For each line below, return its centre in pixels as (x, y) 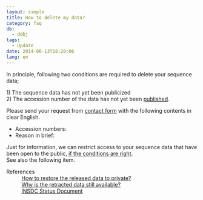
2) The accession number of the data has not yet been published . (88, 99)
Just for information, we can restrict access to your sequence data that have (102, 147)
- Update (23, 46)
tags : (13, 40)
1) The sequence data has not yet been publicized (68, 92)
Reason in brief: (35, 135)
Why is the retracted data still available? (71, 184)
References (21, 172)
